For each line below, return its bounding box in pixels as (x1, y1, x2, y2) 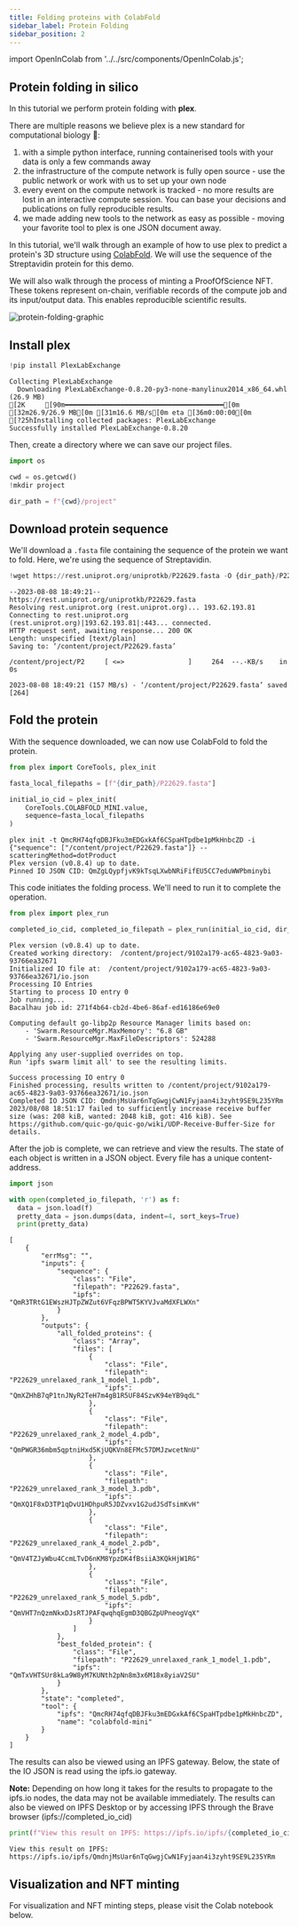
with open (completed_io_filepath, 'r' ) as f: (9, 1195, 180, 1204)
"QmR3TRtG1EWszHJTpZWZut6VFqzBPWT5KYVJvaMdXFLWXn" (9, 1298, 200, 1307)
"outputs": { (41, 1321, 90, 1330)
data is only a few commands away (21, 156, 151, 167)
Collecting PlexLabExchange (9, 377, 114, 386)
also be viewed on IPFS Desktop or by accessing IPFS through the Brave (9, 1802, 274, 1812)
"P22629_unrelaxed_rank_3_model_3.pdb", (9, 1485, 161, 1494)
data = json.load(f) (17, 1203, 93, 1212)
